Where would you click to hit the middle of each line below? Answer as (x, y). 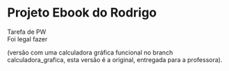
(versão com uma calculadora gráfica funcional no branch (90, 52)
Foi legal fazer (27, 39)
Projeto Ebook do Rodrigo (82, 13)
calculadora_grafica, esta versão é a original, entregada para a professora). (115, 59)
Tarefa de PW (27, 32)
